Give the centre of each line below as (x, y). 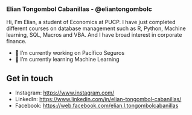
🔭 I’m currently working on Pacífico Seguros (70, 53)
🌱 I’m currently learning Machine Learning (67, 60)
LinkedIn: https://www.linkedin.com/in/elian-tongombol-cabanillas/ (98, 99)
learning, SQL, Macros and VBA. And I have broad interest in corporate (94, 35)
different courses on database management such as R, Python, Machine (96, 28)
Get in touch (30, 78)
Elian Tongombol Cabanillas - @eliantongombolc (79, 9)
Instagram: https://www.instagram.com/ (65, 93)
